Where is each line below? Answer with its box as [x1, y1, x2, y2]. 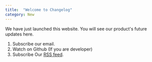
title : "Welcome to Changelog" [5, 7, 72, 12]
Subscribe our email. [12, 40, 55, 46]
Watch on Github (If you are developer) [12, 46, 93, 52]
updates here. [5, 31, 34, 37]
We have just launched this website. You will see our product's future [5, 25, 147, 31]
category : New [5, 12, 35, 17]
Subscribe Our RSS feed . [12, 51, 64, 57]
